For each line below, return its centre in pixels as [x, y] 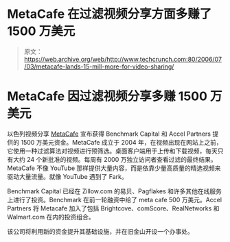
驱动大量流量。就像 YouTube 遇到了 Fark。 [68, 176]
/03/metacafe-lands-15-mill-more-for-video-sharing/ [99, 66]
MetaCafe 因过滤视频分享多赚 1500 [107, 96]
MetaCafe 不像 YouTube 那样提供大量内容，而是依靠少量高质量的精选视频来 [114, 168]
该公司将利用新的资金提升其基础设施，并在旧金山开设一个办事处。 [100, 231]
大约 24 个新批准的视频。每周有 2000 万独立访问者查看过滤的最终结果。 [115, 159]
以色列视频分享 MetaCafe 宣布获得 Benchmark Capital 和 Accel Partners [109, 134]
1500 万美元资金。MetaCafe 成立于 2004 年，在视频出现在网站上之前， [121, 142]
